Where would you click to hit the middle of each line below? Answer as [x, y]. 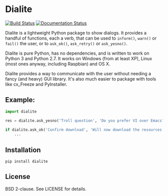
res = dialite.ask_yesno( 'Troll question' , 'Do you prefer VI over [77, 121]
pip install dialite [27, 161]
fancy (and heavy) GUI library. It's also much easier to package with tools [81, 79]
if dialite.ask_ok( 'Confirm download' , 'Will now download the [72, 130]
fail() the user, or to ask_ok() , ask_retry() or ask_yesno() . [66, 43]
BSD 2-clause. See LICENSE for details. [46, 188]
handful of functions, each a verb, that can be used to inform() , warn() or [81, 38]
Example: [20, 100]
